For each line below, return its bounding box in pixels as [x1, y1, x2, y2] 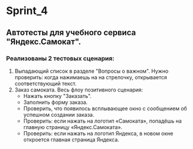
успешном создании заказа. [23, 111, 94, 118]
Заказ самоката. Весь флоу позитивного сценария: [14, 86, 143, 93]
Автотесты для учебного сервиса [6, 28, 136, 38]
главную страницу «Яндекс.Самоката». [23, 123, 123, 130]
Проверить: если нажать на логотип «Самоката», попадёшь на [23, 117, 182, 124]
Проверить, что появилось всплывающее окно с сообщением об [23, 104, 188, 112]
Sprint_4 [6, 4, 48, 18]
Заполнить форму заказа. [23, 99, 88, 106]
